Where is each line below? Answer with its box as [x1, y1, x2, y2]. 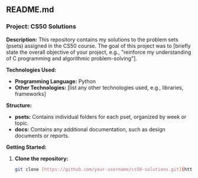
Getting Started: [6, 143, 47, 150]
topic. [14, 119, 29, 127]
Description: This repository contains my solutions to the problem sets [6, 35, 178, 43]
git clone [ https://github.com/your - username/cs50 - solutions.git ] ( [14, 166, 185, 172]
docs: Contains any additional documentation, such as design [14, 125, 165, 132]
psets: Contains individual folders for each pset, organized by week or [14, 113, 187, 120]
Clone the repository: [14, 155, 69, 162]
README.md [6, 5, 54, 15]
